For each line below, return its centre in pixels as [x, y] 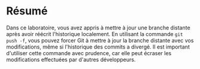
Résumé [27, 11]
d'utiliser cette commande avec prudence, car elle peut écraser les [89, 53]
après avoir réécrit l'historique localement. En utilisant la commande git [95, 34]
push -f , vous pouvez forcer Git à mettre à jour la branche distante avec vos [100, 40]
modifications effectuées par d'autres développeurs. [71, 59]
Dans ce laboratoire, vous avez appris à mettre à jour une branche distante [98, 28]
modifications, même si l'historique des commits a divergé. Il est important [98, 47]
